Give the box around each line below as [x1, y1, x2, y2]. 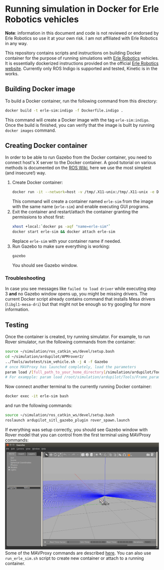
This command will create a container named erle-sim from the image [12, 198, 154, 204]
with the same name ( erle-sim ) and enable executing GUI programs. [12, 204, 150, 210]
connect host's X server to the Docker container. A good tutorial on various [5, 160, 156, 166]
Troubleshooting [5, 274, 45, 281]
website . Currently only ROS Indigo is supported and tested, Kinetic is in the [5, 65, 158, 71]
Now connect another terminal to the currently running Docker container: [5, 383, 152, 390]
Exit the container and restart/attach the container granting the [12, 209, 138, 215]
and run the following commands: [5, 403, 73, 408]
